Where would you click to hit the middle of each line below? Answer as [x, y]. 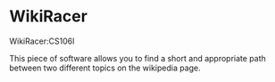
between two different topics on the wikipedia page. [105, 68]
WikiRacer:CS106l [42, 41]
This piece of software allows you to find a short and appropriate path [137, 58]
